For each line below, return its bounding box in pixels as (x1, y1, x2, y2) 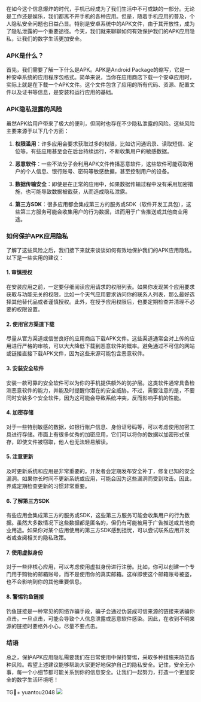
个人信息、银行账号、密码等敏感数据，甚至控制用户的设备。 (25, 167, 172, 175)
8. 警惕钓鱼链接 (6, 593, 44, 600)
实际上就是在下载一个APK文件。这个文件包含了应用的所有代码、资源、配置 (6, 81, 190, 88)
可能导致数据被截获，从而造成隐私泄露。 (31, 188, 130, 195)
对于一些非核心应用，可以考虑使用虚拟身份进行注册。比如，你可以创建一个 (6, 563, 190, 570)
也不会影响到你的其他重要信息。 (6, 578, 85, 585)
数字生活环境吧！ (16, 676, 59, 683)
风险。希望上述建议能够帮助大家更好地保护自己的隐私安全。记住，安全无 (11, 661, 190, 668)
